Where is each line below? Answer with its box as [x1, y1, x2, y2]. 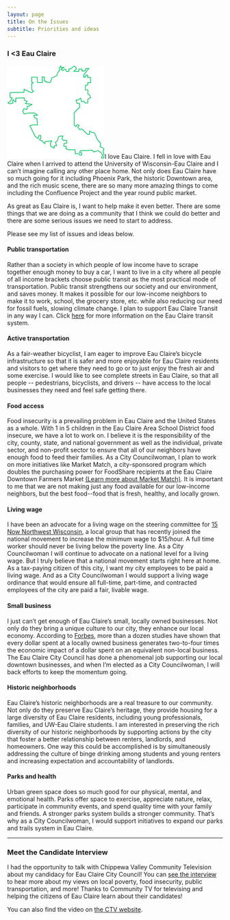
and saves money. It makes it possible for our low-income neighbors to [7, 290, 207, 298]
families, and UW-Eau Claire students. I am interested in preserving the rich [7, 720, 220, 728]
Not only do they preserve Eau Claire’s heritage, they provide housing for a [7, 706, 218, 714]
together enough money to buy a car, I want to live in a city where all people [7, 268, 221, 276]
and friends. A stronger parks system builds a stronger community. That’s [7, 810, 215, 818]
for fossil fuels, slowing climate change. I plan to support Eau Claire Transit [7, 304, 218, 312]
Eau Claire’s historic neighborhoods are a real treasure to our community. [7, 698, 214, 706]
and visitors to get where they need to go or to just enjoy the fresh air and [7, 364, 215, 372]
